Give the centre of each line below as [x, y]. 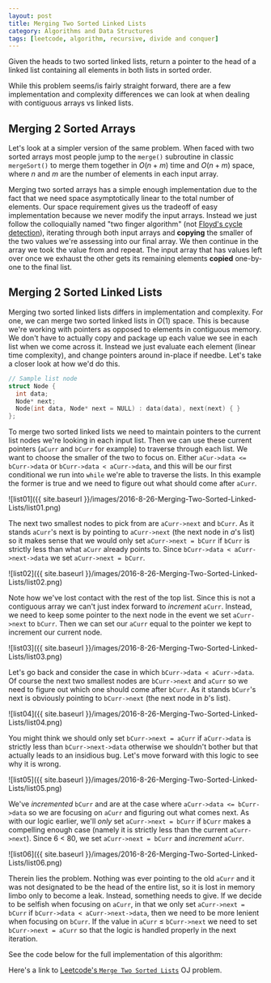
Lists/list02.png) [36, 582]
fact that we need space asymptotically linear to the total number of [121, 199]
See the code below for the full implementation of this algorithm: [116, 955]
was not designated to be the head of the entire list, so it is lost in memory [132, 887]
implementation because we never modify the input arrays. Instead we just [133, 216]
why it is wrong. [35, 764]
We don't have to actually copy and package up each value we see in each [133, 338]
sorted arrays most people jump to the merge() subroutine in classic [121, 157]
